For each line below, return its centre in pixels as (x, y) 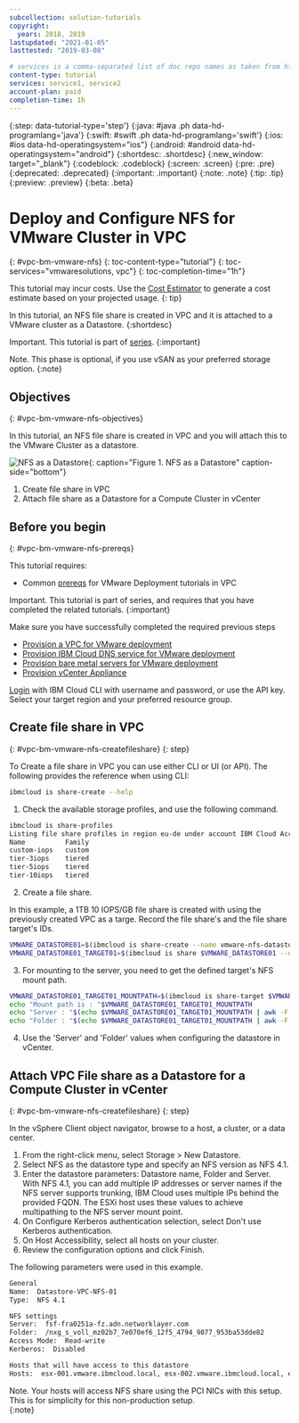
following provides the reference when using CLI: (99, 775)
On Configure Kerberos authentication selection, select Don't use (141, 1221)
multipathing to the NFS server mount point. (102, 1212)
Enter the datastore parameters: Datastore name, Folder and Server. (146, 1173)
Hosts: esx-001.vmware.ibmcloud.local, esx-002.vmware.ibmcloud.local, (147, 1373)
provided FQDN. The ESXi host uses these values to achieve (133, 1202)
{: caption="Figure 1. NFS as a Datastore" (164, 463)
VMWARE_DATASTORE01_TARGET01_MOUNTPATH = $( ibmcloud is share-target (137, 996)
